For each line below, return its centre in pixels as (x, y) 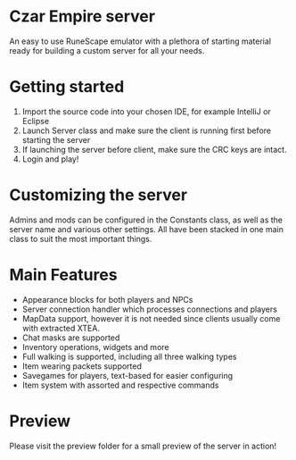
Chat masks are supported (71, 338)
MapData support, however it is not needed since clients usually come (151, 318)
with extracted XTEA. (61, 328)
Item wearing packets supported (82, 366)
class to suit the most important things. (81, 238)
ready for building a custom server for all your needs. (107, 50)
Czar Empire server (82, 17)
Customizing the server (99, 195)
